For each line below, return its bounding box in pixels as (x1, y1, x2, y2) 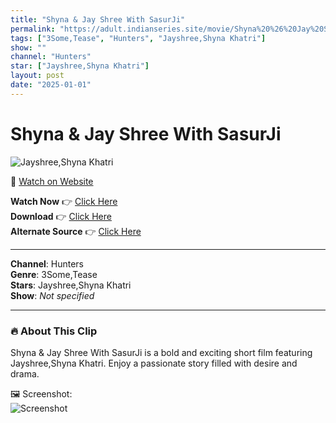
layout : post (10, 71, 65, 81)
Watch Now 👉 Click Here (10, 195, 118, 207)
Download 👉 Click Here (10, 210, 112, 222)
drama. (10, 367, 40, 380)
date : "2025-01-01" (10, 80, 92, 90)
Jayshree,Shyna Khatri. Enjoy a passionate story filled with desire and (10, 357, 298, 369)
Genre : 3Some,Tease (10, 268, 98, 280)
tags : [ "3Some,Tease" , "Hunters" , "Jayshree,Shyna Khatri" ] (10, 33, 267, 43)
